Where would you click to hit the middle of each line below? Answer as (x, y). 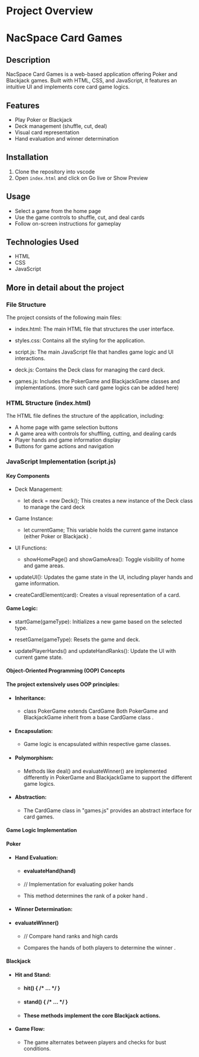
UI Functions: (31, 548)
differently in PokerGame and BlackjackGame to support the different (108, 777)
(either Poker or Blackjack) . (57, 536)
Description (28, 60)
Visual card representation (47, 132)
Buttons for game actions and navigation (64, 446)
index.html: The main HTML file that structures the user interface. (94, 329)
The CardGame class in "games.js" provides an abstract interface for (108, 810)
